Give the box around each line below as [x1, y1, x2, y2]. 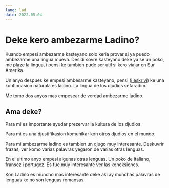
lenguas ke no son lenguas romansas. [5, 177, 86, 183]
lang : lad [5, 7, 27, 13]
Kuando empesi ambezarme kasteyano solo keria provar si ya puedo [5, 51, 150, 57]
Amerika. [5, 67, 25, 74]
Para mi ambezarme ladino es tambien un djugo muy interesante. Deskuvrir [5, 141, 164, 147]
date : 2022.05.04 [5, 12, 43, 17]
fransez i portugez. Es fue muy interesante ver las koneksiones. [5, 161, 140, 168]
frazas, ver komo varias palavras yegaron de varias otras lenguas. [5, 146, 144, 152]
